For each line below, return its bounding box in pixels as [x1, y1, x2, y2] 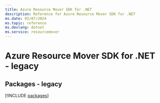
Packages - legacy [5, 80, 62, 88]
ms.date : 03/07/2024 [5, 16, 47, 21]
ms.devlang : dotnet [5, 25, 45, 30]
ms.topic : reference [5, 20, 47, 26]
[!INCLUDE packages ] [5, 93, 49, 98]
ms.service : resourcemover [5, 29, 60, 34]
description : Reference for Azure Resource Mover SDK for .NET [5, 12, 136, 16]
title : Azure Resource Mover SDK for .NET [5, 7, 92, 12]
